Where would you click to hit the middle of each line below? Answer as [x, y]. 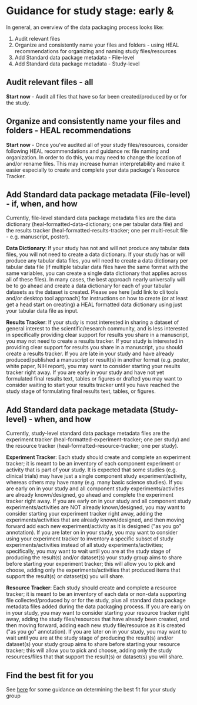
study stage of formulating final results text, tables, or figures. [81, 391]
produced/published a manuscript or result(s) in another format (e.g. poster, [98, 360]
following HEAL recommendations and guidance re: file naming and [88, 151]
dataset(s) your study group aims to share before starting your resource [93, 644]
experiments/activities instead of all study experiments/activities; [85, 545]
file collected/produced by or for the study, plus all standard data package [96, 601]
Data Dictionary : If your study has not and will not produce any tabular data [98, 248]
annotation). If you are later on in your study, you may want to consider [92, 533]
